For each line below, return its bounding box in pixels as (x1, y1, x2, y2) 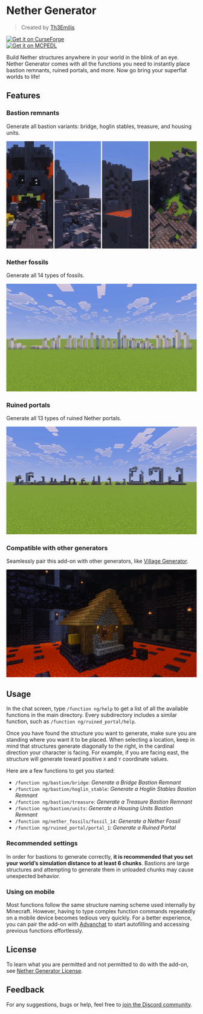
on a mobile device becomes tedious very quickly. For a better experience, (6, 914, 192, 921)
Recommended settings (6, 839, 78, 848)
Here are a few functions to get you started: (6, 767, 115, 774)
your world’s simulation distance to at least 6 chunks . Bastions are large (6, 859, 190, 867)
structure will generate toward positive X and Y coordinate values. (6, 756, 169, 763)
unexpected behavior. (6, 872, 60, 879)
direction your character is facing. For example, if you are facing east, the (6, 749, 189, 756)
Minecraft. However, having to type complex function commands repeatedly (6, 907, 196, 915)
